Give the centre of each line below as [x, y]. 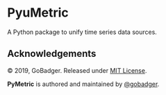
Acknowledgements [52, 54]
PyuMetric [38, 13]
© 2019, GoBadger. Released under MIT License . [77, 70]
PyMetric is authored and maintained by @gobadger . [83, 84]
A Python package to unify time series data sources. [82, 32]
